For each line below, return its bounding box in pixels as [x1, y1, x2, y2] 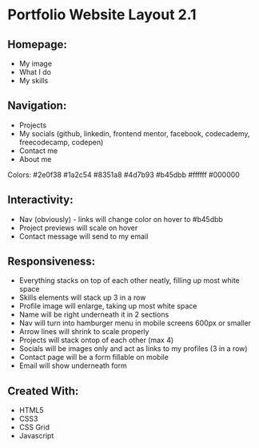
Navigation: [7, 99, 67, 113]
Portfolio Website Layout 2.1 [7, 6, 197, 24]
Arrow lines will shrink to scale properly [18, 327, 149, 337]
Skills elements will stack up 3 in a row [18, 293, 146, 302]
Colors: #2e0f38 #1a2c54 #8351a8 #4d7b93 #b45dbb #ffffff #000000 [7, 170, 241, 180]
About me [18, 154, 52, 163]
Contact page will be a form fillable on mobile [18, 353, 169, 362]
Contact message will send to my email [18, 231, 149, 241]
